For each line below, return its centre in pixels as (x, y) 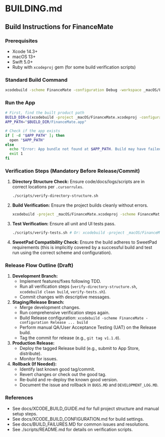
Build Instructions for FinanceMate (59, 27)
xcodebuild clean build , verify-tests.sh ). (63, 292)
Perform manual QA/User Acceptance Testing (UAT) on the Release (88, 327)
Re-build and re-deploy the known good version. (69, 380)
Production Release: (33, 343)
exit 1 (16, 154)
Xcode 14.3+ (25, 51)
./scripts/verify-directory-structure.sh (55, 196)
